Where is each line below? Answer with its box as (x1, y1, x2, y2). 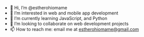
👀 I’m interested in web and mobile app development (9, 10, 118, 16)
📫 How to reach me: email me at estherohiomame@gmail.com (9, 26, 139, 32)
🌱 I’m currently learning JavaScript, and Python (9, 15, 107, 21)
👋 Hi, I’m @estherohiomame (9, 5, 67, 10)
